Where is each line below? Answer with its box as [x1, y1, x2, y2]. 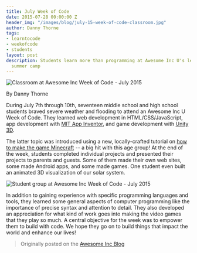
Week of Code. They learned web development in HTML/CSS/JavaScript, [6, 114, 183, 121]
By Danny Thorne [6, 90, 49, 97]
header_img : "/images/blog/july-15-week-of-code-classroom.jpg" [6, 19, 167, 25]
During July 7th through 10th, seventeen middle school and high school [6, 102, 178, 109]
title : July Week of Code [6, 8, 69, 15]
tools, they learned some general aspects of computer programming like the [6, 198, 190, 205]
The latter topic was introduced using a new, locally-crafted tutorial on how [6, 138, 188, 145]
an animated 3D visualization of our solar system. [6, 169, 125, 176]
